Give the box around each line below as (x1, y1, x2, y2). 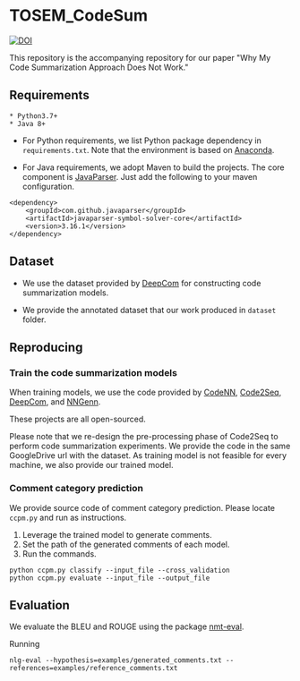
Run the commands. (21, 548, 97, 559)
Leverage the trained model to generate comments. (21, 529, 212, 540)
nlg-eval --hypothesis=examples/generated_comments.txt (9, 656, 222, 665)
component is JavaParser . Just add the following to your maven (21, 171, 258, 182)
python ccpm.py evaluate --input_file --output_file (9, 574, 210, 583)
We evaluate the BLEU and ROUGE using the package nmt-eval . (9, 621, 244, 632)
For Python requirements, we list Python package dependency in (21, 135, 261, 146)
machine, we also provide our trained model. (9, 460, 174, 471)
